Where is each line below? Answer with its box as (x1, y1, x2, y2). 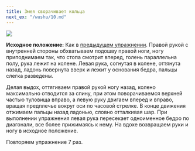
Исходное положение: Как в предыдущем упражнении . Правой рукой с (6, 41, 189, 48)
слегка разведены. (6, 72, 54, 79)
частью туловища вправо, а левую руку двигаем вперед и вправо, (6, 96, 174, 103)
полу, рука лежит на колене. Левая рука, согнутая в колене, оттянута (6, 60, 181, 67)
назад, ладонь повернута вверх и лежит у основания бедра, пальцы (6, 66, 177, 73)
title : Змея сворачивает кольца (6, 8, 85, 15)
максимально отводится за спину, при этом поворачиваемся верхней (6, 90, 183, 97)
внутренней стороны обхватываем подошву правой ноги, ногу (6, 47, 164, 54)
